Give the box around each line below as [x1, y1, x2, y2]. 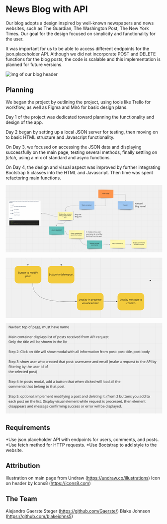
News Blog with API [5, 3, 88, 15]
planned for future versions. [5, 61, 63, 67]
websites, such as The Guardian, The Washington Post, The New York [5, 25, 149, 31]
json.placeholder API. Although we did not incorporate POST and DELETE [5, 51, 156, 57]
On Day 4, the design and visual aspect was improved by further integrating [5, 164, 161, 170]
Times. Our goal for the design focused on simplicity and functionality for [5, 30, 156, 36]
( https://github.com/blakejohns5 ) [5, 513, 74, 519]
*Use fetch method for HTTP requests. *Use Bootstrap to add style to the [5, 442, 157, 448]
